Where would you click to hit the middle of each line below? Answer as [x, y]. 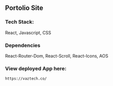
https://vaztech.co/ [26, 79]
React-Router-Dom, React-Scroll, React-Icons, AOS [57, 56]
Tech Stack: [20, 22]
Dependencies [23, 45]
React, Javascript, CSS [28, 32]
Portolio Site [24, 8]
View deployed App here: [36, 68]
